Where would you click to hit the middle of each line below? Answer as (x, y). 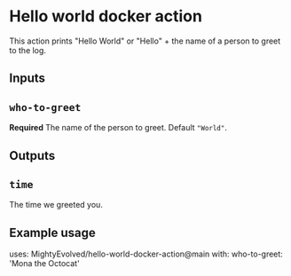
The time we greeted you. (56, 205)
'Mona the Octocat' (44, 264)
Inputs (28, 79)
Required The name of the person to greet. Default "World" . (118, 128)
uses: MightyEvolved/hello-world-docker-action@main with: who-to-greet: (146, 254)
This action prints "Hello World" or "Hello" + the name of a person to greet (145, 41)
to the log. (28, 50)
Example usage (52, 233)
